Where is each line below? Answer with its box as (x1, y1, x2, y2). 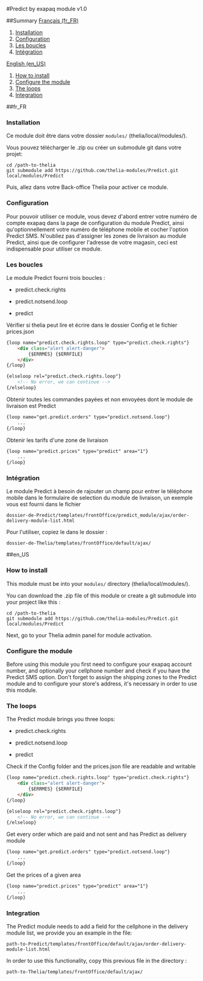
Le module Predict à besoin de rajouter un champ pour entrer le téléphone (6, 488, 193, 495)
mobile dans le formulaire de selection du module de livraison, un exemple (6, 494, 193, 502)
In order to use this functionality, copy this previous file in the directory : (6, 957, 187, 964)
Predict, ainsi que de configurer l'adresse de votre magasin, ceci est (6, 238, 178, 246)
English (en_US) (6, 60, 46, 67)
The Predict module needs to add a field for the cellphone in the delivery (6, 922, 188, 930)
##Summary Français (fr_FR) (6, 17, 79, 24)
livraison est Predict (6, 402, 56, 409)
